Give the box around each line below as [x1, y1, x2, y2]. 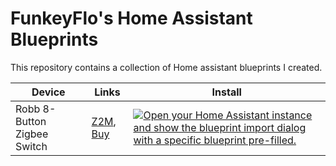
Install [211, 85, 242, 99]
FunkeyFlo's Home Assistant [10, 7, 253, 30]
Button [15, 114, 47, 128]
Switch [15, 139, 48, 153]
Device [31, 85, 66, 99]
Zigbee [15, 127, 49, 141]
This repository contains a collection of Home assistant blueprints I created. [10, 61, 323, 73]
